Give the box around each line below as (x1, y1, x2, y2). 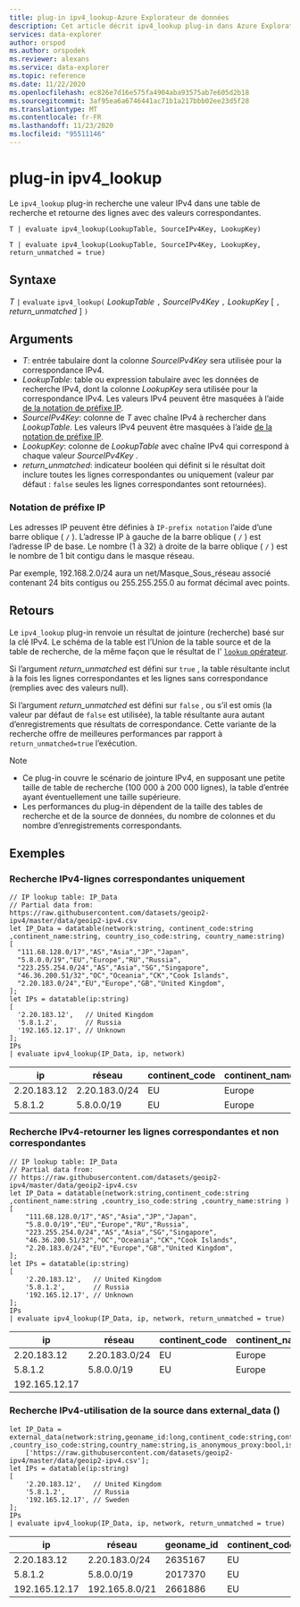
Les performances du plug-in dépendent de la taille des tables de (21, 800, 263, 811)
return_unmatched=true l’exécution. (9, 738, 137, 748)
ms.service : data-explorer (9, 64, 110, 73)
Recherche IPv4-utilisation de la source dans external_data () (9, 1405, 280, 1417)
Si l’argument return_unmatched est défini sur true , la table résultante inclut (9, 663, 290, 674)
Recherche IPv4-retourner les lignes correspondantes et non (9, 1125, 279, 1138)
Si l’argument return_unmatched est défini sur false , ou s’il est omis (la (9, 699, 272, 710)
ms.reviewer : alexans (9, 55, 90, 64)
